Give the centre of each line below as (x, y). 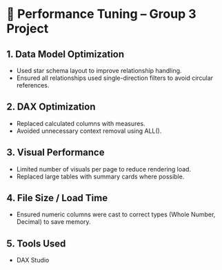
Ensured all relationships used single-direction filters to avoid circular (115, 78)
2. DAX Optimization (51, 107)
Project (28, 29)
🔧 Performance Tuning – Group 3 (102, 14)
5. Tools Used (36, 243)
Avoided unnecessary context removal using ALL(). (89, 131)
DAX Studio (33, 260)
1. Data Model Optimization (65, 54)
